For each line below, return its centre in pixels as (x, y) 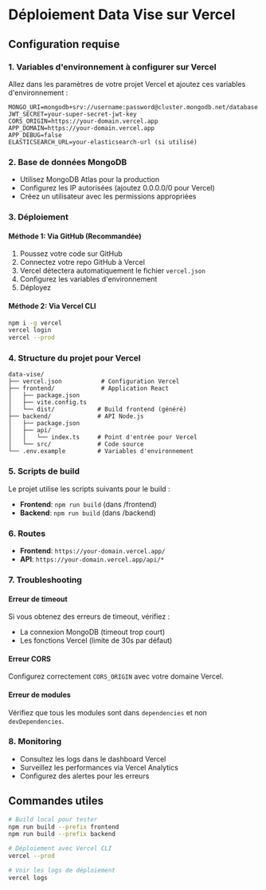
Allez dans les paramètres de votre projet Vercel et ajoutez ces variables (127, 84)
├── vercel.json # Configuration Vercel (94, 382)
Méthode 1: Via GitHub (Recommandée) (75, 236)
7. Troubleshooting (45, 580)
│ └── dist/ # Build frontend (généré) (98, 410)
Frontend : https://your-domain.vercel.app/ (92, 551)
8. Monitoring (35, 742)
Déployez (35, 288)
